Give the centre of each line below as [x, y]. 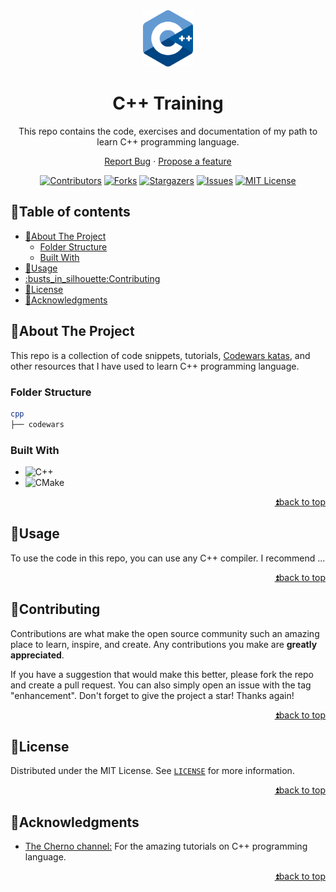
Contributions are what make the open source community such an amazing [165, 633]
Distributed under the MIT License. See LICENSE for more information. [152, 771]
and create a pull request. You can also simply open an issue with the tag [161, 685]
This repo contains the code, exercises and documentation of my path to [168, 131]
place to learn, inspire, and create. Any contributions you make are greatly [164, 644]
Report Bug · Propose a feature [168, 161]
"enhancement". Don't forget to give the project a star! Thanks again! [152, 695]
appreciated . [37, 655]
